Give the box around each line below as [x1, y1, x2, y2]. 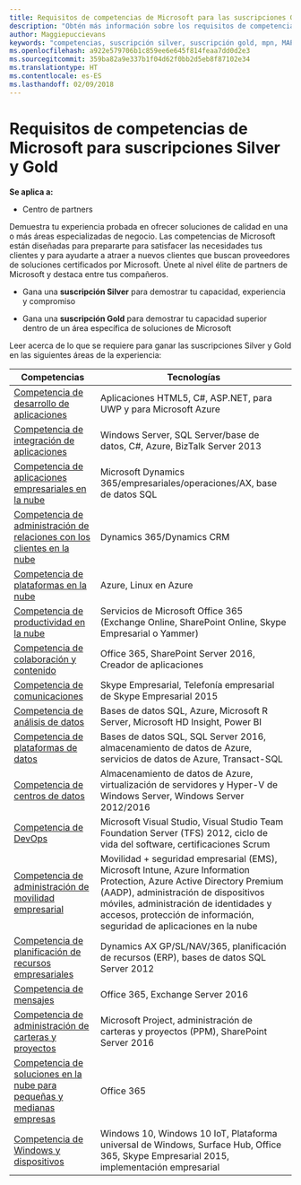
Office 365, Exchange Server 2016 [99, 988, 249, 1000]
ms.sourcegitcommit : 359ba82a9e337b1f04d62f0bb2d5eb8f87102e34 [9, 55, 251, 64]
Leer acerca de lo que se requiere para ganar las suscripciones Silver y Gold [9, 340, 292, 351]
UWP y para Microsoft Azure [99, 403, 221, 415]
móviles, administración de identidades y [99, 897, 272, 910]
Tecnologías [167, 370, 221, 383]
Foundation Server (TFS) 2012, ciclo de [99, 826, 269, 839]
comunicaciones [13, 690, 83, 702]
